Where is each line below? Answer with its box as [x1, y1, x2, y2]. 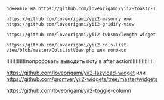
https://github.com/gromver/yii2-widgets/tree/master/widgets [6, 76, 158, 83]
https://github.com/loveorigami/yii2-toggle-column [6, 87, 131, 94]
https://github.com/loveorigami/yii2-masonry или [6, 16, 132, 22]
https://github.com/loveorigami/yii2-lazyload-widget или [6, 69, 146, 76]
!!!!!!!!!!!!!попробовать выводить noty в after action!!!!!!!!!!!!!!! [6, 58, 154, 65]
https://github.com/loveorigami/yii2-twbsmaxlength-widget [6, 32, 156, 37]
